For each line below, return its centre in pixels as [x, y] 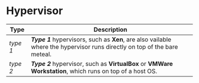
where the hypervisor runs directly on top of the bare [105, 47]
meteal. [41, 54]
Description [110, 29]
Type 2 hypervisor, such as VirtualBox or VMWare [102, 64]
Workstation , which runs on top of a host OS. [94, 71]
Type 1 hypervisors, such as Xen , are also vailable [101, 39]
